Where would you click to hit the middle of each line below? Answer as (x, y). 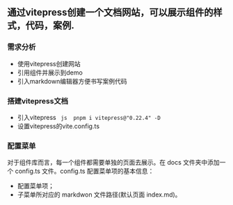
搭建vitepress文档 (38, 101)
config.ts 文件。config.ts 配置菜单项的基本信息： (85, 171)
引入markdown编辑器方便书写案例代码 (72, 81)
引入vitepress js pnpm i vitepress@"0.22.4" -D (89, 117)
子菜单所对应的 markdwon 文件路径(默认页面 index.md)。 (99, 195)
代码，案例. (50, 25)
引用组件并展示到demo (50, 73)
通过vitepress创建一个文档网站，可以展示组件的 (110, 13)
